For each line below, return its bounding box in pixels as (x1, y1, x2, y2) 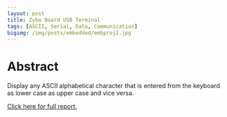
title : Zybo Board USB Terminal (7, 17, 100, 23)
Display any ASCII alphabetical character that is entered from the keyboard (7, 82, 220, 90)
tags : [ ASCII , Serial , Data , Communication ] (7, 23, 138, 30)
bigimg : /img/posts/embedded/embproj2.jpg (7, 29, 131, 36)
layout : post (7, 10, 45, 17)
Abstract (7, 59, 59, 74)
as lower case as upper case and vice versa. (7, 89, 134, 97)
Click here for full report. (7, 103, 78, 111)
